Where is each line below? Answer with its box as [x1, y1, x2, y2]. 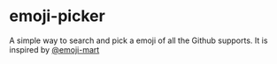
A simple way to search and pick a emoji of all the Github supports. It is [9, 35, 268, 46]
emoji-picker [9, 6, 106, 26]
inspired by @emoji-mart [9, 44, 100, 54]
